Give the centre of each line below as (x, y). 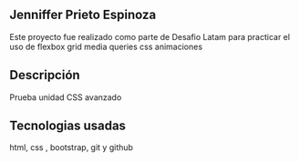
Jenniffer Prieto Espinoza (83, 15)
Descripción (45, 75)
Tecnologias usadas (67, 126)
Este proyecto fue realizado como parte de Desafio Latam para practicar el (149, 36)
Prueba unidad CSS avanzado (66, 97)
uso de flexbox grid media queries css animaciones (106, 46)
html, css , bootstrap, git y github (72, 147)
